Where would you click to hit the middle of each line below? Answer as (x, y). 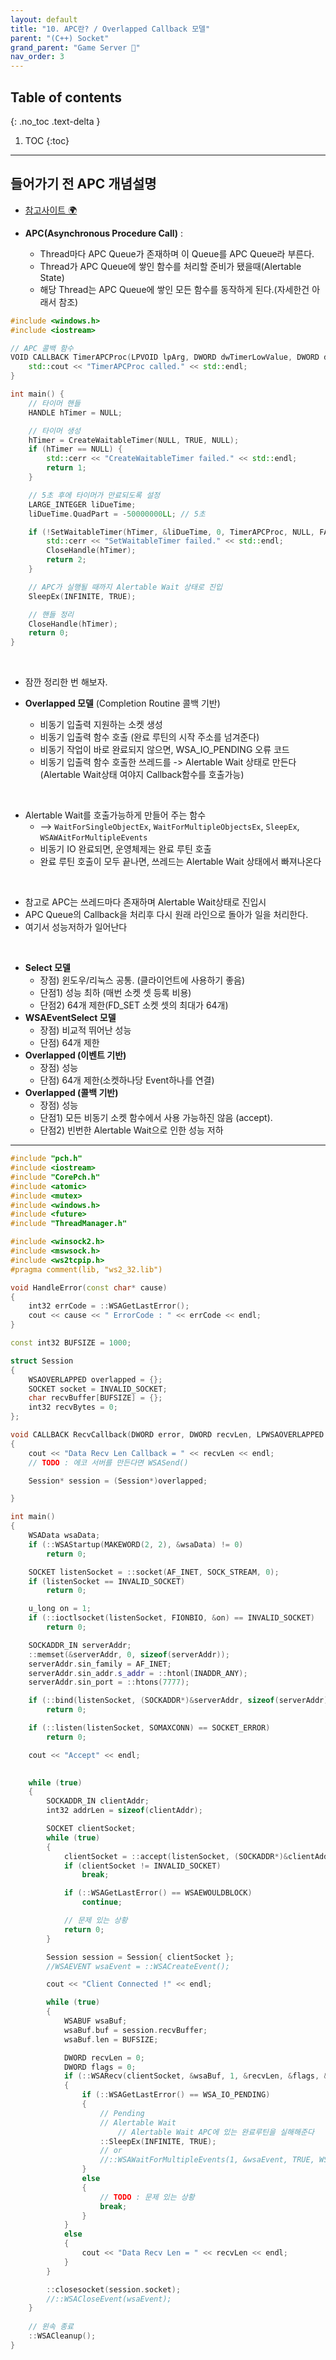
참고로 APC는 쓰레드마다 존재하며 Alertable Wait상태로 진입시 (145, 902)
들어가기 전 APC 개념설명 (83, 184)
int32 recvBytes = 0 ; (73, 1407)
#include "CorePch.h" (55, 1177)
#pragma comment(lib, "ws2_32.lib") (86, 1269)
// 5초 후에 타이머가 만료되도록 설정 (94, 495)
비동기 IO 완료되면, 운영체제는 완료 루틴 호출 (125, 849)
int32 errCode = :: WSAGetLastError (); (109, 1306)
